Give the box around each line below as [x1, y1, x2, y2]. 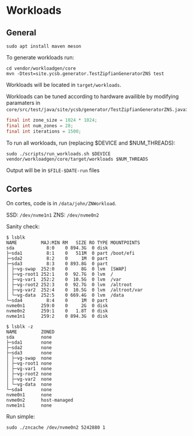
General [6, 28, 37, 38]
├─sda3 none [6, 350, 52, 356]
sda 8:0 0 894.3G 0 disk [6, 245, 109, 251]
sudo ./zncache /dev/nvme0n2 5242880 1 [6, 425, 106, 431]
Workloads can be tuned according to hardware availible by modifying [6, 93, 179, 100]
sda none [6, 334, 52, 341]
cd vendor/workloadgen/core [6, 65, 76, 71]
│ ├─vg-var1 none [6, 366, 52, 372]
